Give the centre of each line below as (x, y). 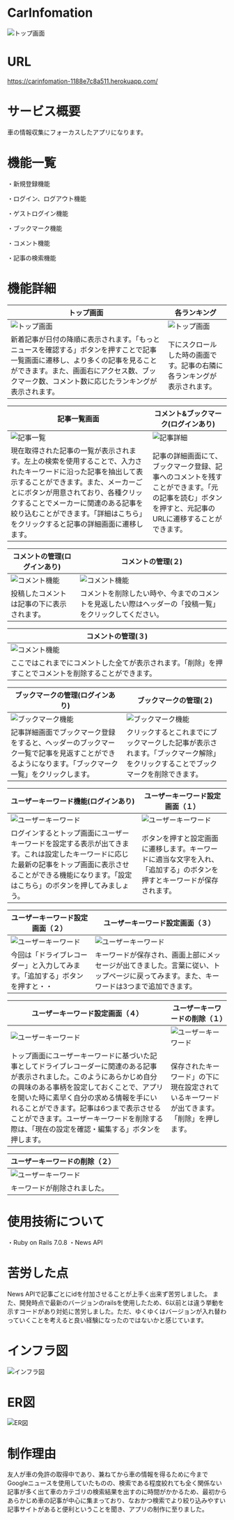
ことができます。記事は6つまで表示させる (93, 1108)
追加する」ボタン (55, 976)
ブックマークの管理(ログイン (62, 695)
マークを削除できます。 (165, 774)
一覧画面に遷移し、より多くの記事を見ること (84, 360)
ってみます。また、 (174, 976)
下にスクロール (193, 344)
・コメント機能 (29, 243)
